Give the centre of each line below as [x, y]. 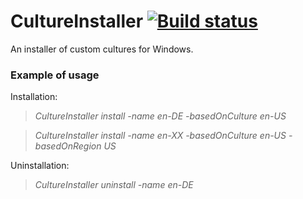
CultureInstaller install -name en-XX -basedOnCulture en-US [160, 136]
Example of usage [55, 75]
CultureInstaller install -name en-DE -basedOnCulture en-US [160, 116]
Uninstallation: [40, 166]
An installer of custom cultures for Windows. [102, 49]
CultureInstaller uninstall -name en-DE [114, 185]
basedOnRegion [68, 146]
